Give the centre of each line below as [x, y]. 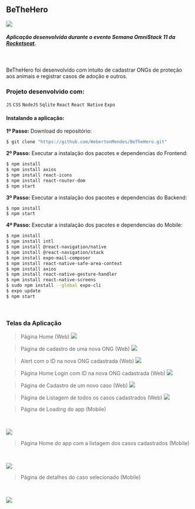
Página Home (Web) [45, 337]
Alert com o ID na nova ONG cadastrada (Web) [77, 361]
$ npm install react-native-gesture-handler [62, 275]
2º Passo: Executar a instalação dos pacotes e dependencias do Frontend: [97, 153]
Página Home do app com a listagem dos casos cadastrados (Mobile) [105, 443]
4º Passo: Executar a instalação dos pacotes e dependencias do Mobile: [94, 225]
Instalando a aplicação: [35, 118]
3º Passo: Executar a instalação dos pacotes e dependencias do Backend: [97, 197]
